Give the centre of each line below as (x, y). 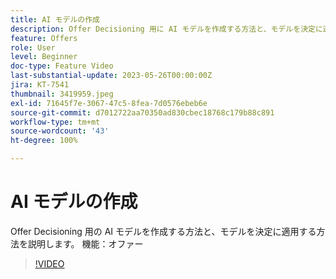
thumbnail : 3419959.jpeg (62, 94)
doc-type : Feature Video (62, 66)
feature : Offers (44, 38)
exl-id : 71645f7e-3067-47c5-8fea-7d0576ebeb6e (109, 103)
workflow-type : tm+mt (55, 122)
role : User (33, 47)
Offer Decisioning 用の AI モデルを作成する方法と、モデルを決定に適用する (163, 231)
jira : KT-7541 (40, 85)
